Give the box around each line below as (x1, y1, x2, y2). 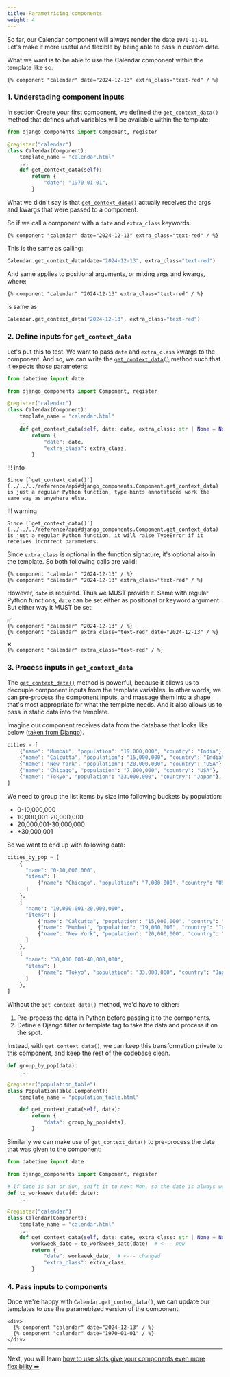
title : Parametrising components (7, 10, 103, 17)
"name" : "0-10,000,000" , (25, 867, 97, 874)
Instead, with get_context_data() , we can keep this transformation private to (7, 1042, 223, 1050)
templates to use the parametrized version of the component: (7, 1305, 180, 1313)
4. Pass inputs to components (7, 1282, 108, 1291)
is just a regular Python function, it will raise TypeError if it (7, 532, 204, 539)
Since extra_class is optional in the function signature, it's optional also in (7, 550, 216, 558)
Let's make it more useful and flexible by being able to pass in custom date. (7, 43, 220, 51)
